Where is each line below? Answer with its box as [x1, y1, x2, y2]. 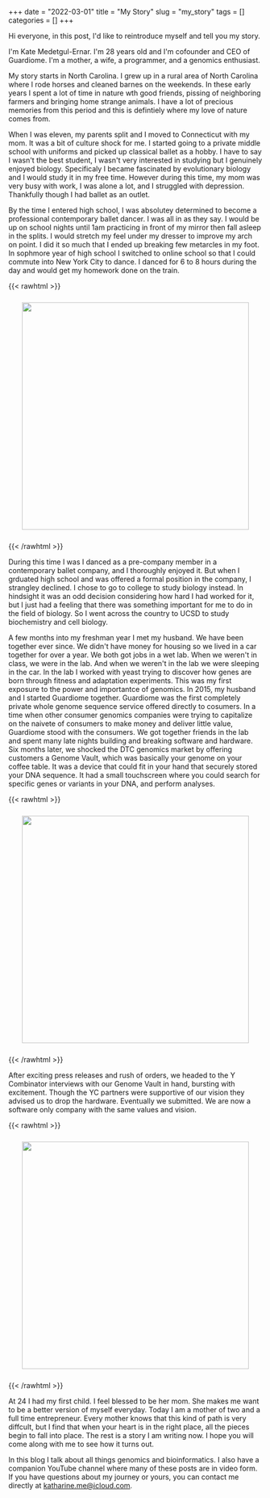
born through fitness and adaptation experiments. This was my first [8, 676, 232, 686]
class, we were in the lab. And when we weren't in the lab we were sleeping [8, 659, 260, 668]
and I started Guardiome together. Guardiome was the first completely [8, 693, 241, 703]
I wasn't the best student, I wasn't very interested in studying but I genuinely [8, 155, 263, 165]
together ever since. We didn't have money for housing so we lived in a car [8, 642, 257, 651]
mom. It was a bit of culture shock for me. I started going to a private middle [8, 138, 261, 148]
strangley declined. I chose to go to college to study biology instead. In [8, 583, 244, 593]
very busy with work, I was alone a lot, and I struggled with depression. [8, 181, 245, 191]
